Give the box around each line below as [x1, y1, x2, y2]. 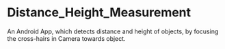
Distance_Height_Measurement [7, 5, 191, 20]
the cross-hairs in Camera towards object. [7, 34, 126, 42]
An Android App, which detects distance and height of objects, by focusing [7, 27, 219, 35]
